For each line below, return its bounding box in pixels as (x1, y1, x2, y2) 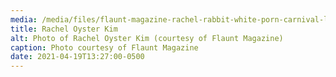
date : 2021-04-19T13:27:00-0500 (10, 52, 145, 62)
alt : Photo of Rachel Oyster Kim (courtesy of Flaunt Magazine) (10, 33, 284, 43)
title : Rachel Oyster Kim (10, 24, 118, 34)
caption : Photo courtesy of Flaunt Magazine (10, 42, 199, 53)
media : (10, 14, 38, 25)
